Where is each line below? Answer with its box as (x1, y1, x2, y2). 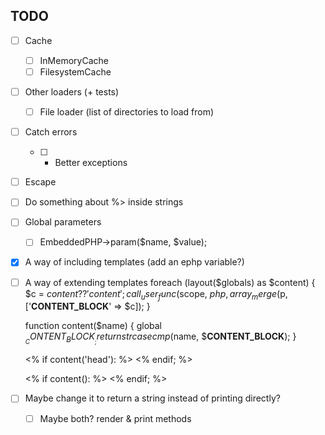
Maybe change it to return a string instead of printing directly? (24, 392, 281, 404)
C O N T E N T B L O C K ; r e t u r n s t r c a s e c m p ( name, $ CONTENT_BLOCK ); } (24, 330, 297, 346)
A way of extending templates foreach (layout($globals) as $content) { (24, 276, 316, 288)
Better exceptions (54, 157, 128, 169)
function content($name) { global (24, 320, 162, 332)
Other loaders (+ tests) (24, 86, 120, 98)
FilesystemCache (39, 65, 112, 78)
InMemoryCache (39, 54, 109, 66)
